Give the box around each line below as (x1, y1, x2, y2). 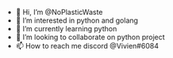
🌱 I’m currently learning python (15, 24, 117, 33)
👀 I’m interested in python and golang (15, 16, 139, 25)
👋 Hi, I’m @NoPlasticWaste (15, 8, 103, 16)
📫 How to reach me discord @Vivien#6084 (15, 42, 159, 50)
